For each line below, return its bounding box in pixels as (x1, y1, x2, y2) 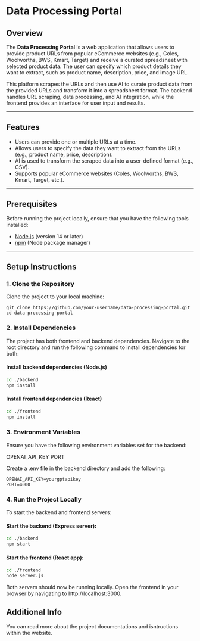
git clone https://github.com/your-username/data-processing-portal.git (6, 305, 190, 311)
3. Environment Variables (6, 428, 81, 436)
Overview (6, 28, 43, 38)
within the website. (6, 629, 52, 636)
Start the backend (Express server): (6, 522, 97, 530)
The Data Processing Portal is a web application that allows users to (6, 43, 174, 51)
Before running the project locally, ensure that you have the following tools (6, 214, 189, 222)
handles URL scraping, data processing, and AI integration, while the (6, 94, 174, 100)
